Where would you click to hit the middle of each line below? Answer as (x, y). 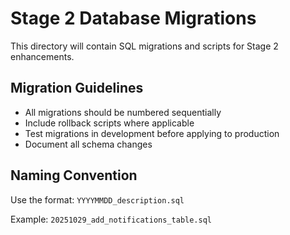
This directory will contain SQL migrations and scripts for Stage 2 (144, 46)
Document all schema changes (88, 144)
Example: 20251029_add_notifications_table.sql (111, 219)
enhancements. (42, 56)
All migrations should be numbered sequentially (123, 112)
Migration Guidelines (77, 88)
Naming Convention (74, 175)
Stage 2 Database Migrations (133, 18)
